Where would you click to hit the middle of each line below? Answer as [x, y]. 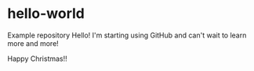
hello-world [46, 14]
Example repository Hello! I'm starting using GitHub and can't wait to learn [127, 35]
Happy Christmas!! [37, 59]
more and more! [33, 43]
